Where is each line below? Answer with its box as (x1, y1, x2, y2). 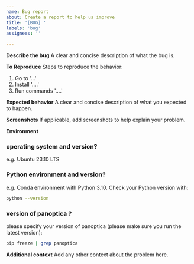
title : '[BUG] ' (6, 19, 46, 25)
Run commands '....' (14, 87, 63, 94)
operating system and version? (6, 143, 98, 151)
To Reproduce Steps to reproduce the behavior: (6, 63, 123, 71)
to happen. (6, 105, 33, 112)
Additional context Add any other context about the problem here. (6, 251, 169, 258)
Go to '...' (14, 75, 37, 82)
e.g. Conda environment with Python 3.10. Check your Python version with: (6, 184, 189, 191)
